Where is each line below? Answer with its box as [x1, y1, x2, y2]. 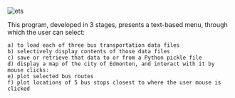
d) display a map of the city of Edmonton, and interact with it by [7, 60, 215, 67]
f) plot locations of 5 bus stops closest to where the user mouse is [7, 79, 221, 86]
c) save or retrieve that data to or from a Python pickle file [7, 54, 202, 61]
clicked [7, 85, 31, 92]
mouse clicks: [7, 67, 50, 74]
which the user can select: [7, 28, 85, 36]
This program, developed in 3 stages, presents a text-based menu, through [7, 21, 228, 28]
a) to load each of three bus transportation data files [7, 42, 180, 49]
